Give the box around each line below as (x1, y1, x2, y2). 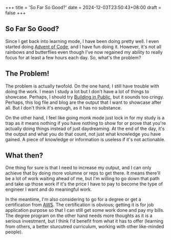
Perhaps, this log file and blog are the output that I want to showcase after (5, 99, 162, 105)
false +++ (5, 10, 26, 16)
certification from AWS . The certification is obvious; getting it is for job (5, 202, 154, 208)
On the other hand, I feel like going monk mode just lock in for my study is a (5, 115, 165, 121)
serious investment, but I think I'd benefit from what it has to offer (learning (5, 218, 164, 224)
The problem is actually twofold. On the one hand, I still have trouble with (5, 83, 160, 89)
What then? (5, 151, 44, 160)
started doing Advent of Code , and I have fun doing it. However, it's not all (5, 43, 162, 50)
